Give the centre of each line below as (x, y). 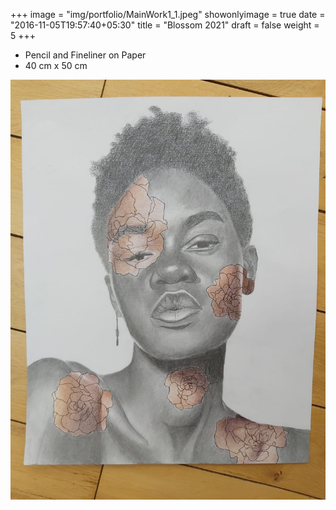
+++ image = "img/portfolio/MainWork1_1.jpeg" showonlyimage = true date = (168, 14)
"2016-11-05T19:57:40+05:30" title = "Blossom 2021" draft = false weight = (165, 25)
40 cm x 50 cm (56, 65)
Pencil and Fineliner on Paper (85, 55)
